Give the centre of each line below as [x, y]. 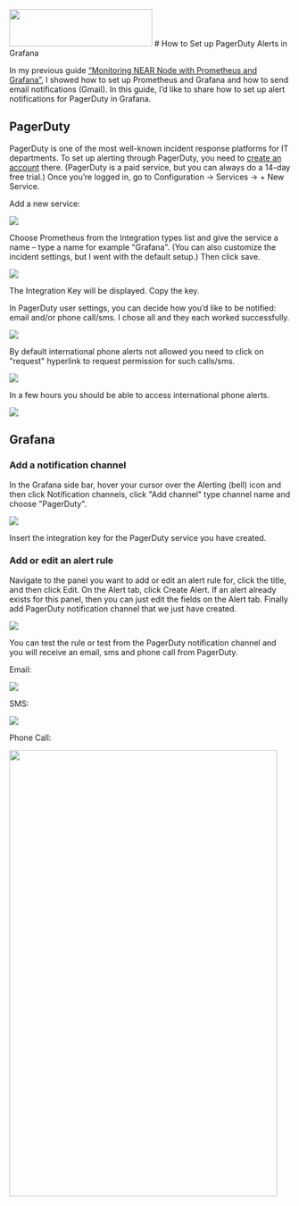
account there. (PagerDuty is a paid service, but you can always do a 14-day [150, 167]
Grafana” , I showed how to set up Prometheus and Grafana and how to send [149, 80]
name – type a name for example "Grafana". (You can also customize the [143, 247]
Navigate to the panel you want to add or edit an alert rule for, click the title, [148, 580]
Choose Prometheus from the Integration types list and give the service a [144, 237]
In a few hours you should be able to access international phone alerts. [140, 395]
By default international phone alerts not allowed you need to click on [137, 351]
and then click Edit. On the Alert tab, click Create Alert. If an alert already [143, 589]
